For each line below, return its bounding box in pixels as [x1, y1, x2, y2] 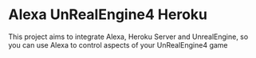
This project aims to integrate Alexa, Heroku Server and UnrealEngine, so [8, 32, 249, 41]
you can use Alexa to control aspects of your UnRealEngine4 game [8, 40, 229, 49]
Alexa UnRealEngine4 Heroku [8, 6, 208, 24]
